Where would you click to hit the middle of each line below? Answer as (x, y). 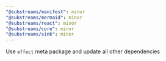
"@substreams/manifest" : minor (45, 12)
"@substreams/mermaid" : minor (44, 18)
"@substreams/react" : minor (41, 23)
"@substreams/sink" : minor (40, 34)
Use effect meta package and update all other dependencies (83, 51)
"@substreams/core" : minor (40, 29)
